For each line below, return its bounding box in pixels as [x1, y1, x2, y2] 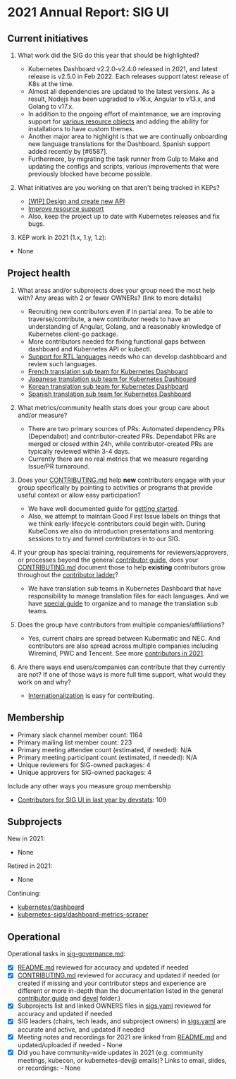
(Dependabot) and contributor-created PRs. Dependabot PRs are [27, 432, 216, 440]
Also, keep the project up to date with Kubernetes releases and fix [27, 212, 221, 220]
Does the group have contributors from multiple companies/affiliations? [17, 620, 225, 629]
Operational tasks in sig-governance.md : [7, 950, 126, 958]
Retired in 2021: [7, 862, 53, 870]
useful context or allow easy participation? [17, 490, 141, 499]
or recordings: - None [17, 1063, 81, 1072]
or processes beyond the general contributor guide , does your [17, 555, 199, 564]
